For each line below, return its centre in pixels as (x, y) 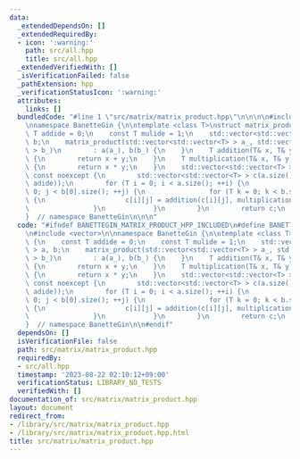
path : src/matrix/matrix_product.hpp (87, 349)
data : (19, 17)
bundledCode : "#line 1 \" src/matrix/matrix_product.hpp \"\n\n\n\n (143, 117)
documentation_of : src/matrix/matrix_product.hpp (104, 400)
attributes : (40, 100)
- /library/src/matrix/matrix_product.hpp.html (100, 433)
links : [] (44, 109)
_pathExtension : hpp (55, 84)
